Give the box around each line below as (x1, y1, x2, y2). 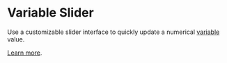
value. (7, 35, 25, 43)
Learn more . (7, 48, 42, 57)
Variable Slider (7, 5, 94, 21)
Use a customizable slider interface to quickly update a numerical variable (7, 28, 220, 36)
